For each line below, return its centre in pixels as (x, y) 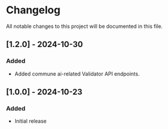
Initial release (30, 121)
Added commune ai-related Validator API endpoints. (77, 74)
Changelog (33, 10)
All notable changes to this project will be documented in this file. (85, 26)
